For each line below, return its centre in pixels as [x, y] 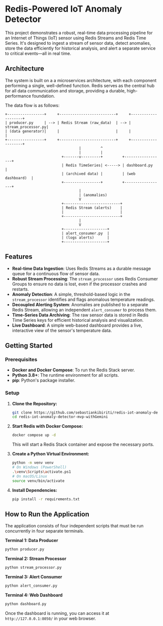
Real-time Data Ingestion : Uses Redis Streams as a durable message [81, 268]
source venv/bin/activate [38, 481]
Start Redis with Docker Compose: [48, 426]
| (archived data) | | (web [98, 174]
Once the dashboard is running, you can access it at [57, 613]
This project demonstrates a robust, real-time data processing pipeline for [79, 33]
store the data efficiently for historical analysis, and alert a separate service [81, 48]
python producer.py [25, 549]
